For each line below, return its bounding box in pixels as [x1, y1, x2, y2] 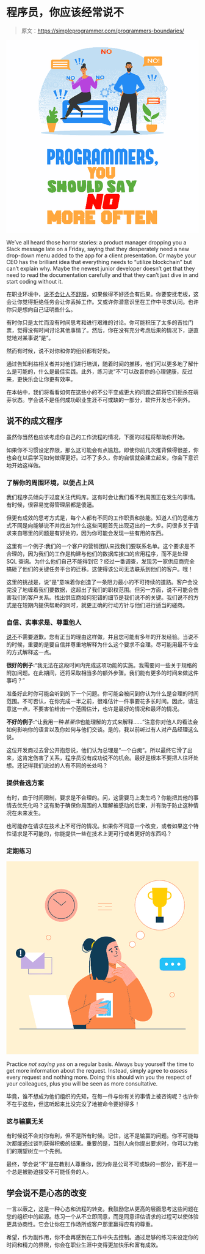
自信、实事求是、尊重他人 [6, 618, 82, 627]
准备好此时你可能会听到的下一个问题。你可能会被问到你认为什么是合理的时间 [6, 690, 199, 697]
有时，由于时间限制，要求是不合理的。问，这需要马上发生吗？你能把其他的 [6, 794, 193, 801]
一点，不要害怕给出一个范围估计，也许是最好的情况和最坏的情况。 [16, 705, 183, 712]
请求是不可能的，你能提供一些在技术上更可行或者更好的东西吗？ [11, 829, 172, 837]
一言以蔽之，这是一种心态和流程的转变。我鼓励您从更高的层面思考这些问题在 [6, 1205, 199, 1213]
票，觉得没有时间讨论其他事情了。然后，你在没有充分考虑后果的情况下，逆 [6, 326, 193, 334]
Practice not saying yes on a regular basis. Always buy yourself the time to [6, 1060, 194, 1068]
